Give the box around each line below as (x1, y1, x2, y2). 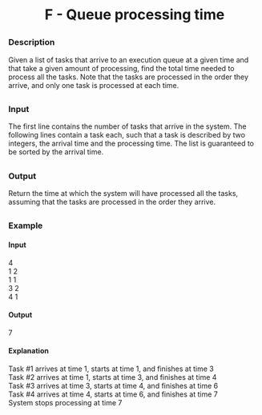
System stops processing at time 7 (8, 398, 123, 408)
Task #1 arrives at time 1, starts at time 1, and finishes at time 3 (8, 364, 214, 373)
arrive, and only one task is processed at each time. (8, 80, 179, 90)
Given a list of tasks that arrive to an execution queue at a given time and (8, 54, 249, 65)
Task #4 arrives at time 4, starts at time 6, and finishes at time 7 (8, 389, 218, 399)
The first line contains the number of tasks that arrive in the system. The (8, 122, 247, 131)
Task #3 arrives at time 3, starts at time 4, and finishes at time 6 (8, 381, 219, 391)
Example (8, 220, 43, 231)
